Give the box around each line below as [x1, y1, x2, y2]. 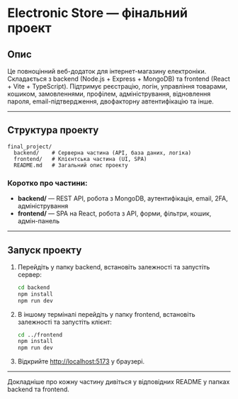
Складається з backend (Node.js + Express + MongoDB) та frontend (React [7, 74, 230, 83]
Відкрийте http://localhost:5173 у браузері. [17, 357, 145, 366]
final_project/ [7, 143, 52, 150]
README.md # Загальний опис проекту [13, 162, 129, 169]
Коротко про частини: [7, 178, 88, 188]
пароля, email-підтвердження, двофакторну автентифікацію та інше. [7, 97, 214, 106]
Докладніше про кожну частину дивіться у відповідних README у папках [7, 378, 230, 386]
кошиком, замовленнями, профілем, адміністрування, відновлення [7, 90, 211, 98]
